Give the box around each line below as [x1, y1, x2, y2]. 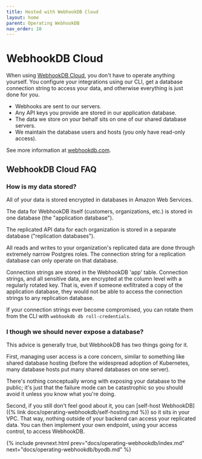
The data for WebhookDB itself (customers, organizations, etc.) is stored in [6, 207, 192, 215]
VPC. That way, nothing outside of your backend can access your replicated [6, 415, 197, 422]
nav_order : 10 [6, 25, 42, 32]
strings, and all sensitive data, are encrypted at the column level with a [6, 275, 182, 282]
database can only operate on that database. [6, 256, 118, 264]
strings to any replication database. [6, 294, 94, 301]
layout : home [6, 15, 39, 21]
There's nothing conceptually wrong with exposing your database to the [6, 377, 186, 385]
